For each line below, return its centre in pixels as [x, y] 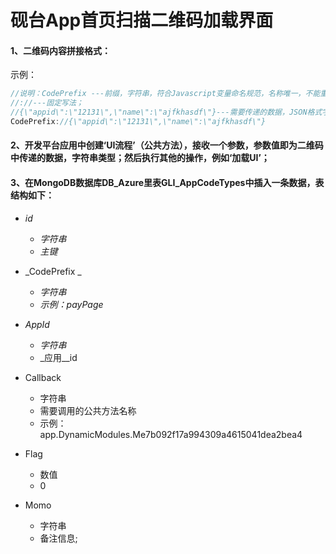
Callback [43, 377]
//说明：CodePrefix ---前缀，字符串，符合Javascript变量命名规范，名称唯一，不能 [165, 94]
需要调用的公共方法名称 [88, 410]
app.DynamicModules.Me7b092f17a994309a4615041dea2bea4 [171, 434]
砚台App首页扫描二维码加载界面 [142, 20]
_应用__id [58, 357]
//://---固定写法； [47, 103]
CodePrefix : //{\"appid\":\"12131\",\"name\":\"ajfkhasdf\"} [138, 122]
